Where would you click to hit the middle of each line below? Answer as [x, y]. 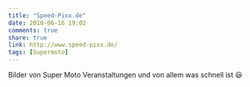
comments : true [33, 30]
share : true [28, 38]
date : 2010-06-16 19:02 [47, 23]
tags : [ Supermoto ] [38, 52]
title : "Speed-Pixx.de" [47, 15]
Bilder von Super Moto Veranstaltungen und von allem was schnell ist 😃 [125, 75]
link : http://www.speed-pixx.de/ [63, 45]
